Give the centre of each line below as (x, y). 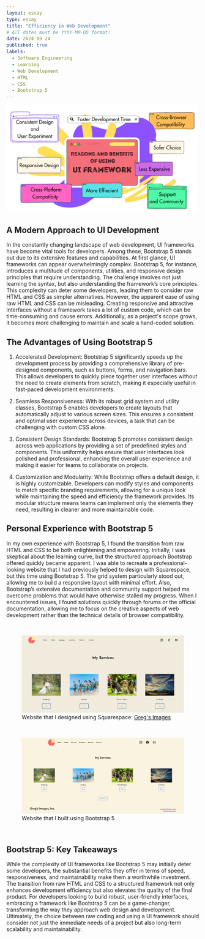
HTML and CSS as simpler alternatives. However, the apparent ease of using (103, 297)
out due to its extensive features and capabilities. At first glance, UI (91, 258)
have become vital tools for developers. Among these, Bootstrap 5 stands (99, 252)
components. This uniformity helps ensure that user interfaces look (100, 452)
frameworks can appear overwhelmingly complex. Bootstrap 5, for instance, (102, 264)
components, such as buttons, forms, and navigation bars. (114, 370)
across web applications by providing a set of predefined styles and (101, 446)
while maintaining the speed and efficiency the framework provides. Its (105, 496)
